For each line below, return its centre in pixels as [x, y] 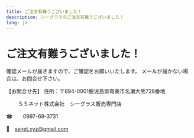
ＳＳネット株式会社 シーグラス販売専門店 [69, 104]
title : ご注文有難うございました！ [44, 12]
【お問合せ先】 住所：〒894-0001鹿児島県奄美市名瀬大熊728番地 [86, 91]
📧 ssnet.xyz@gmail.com [37, 129]
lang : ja [17, 23]
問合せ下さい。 [45, 79]
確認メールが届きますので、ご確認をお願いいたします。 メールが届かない [95, 71]
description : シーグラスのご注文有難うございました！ [65, 17]
